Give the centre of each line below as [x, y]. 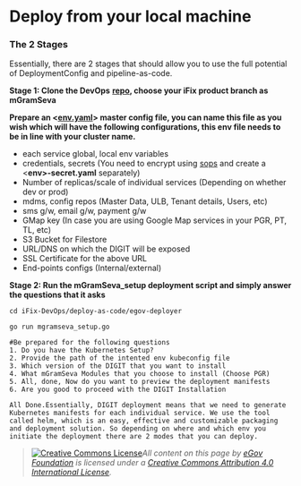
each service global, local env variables [95, 154]
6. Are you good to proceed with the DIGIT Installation [118, 390]
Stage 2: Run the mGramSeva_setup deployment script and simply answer [150, 286]
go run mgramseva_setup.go [60, 327]
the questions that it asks [57, 295]
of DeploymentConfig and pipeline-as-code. [91, 73]
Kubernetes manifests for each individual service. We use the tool [140, 414]
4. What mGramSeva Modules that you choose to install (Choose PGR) [140, 374]
